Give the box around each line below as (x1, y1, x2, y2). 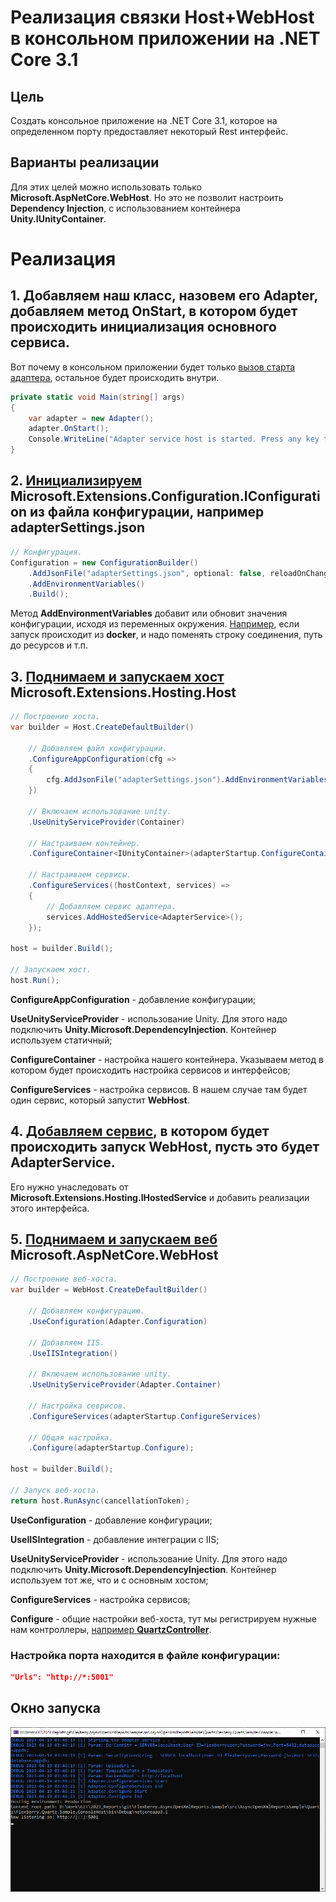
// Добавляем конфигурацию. (28, 1306, 145, 1316)
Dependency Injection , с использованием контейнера (10, 202, 241, 214)
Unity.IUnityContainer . (10, 212, 107, 225)
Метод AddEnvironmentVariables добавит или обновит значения (10, 607, 288, 620)
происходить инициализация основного (10, 319, 277, 336)
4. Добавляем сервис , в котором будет (10, 1123, 270, 1140)
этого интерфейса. (10, 1202, 90, 1214)
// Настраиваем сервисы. (28, 870, 132, 880)
